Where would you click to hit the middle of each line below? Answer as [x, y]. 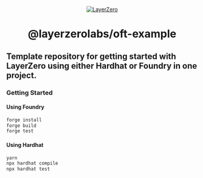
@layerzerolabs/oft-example [102, 34]
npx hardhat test [28, 169]
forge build [21, 125]
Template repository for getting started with [91, 56]
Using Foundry [25, 107]
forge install [24, 120]
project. [22, 75]
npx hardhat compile [33, 163]
